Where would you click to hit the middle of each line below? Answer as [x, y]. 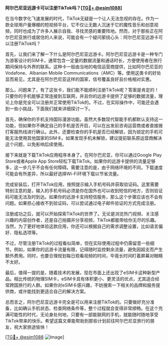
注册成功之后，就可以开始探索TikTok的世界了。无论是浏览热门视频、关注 [80, 214]
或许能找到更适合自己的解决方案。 [53, 291]
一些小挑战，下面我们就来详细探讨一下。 [51, 109]
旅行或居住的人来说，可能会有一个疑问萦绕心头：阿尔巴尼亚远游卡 [90, 37]
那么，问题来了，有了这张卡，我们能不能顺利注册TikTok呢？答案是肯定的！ [82, 90]
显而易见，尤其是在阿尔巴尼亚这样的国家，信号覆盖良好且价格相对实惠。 [79, 79]
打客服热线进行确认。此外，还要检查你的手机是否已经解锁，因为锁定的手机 [82, 132]
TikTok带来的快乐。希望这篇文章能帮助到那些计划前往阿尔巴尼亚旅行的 [78, 321]
